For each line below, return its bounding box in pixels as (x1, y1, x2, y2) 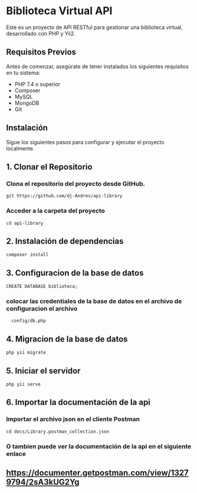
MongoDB (14, 99, 40, 106)
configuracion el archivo (6, 304, 78, 313)
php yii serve (6, 381, 41, 388)
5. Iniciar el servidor (6, 365, 81, 376)
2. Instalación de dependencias (6, 236, 124, 246)
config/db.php (11, 318, 46, 324)
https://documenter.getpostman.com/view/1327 (6, 468, 189, 478)
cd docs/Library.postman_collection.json (6, 429, 110, 434)
